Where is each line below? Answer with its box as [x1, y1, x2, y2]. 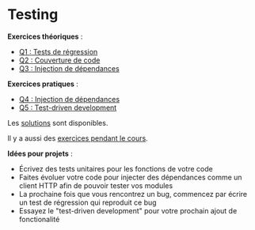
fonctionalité [18, 214, 60, 224]
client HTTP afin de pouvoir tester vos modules [18, 180, 173, 190]
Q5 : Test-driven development [18, 103, 117, 112]
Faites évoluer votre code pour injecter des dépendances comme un [18, 172, 242, 182]
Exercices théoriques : [7, 32, 83, 41]
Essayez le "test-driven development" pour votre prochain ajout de [18, 205, 238, 215]
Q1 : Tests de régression [18, 47, 98, 56]
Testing [7, 6, 59, 24]
